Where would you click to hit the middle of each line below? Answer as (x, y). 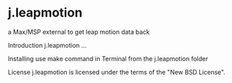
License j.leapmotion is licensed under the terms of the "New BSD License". (117, 72)
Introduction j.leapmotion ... (47, 45)
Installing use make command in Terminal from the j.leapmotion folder (108, 58)
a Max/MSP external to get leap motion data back (79, 32)
